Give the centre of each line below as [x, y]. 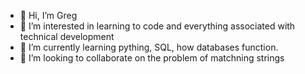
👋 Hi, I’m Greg [48, 15]
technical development [67, 36]
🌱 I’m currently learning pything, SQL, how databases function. [149, 47]
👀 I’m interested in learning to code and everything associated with [157, 26]
